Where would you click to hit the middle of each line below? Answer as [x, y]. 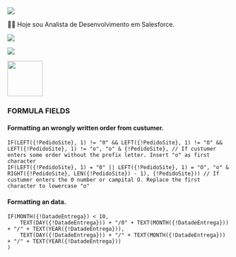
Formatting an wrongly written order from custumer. [85, 127]
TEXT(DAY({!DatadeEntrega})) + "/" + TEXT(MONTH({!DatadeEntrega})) [123, 235]
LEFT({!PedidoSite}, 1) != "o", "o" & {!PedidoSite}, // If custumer [112, 149]
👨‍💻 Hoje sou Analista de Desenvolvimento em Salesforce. [91, 24]
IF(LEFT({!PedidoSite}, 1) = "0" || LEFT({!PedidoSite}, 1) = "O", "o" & [118, 168]
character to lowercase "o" [49, 186]
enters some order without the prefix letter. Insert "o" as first [109, 155]
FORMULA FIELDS [39, 110]
